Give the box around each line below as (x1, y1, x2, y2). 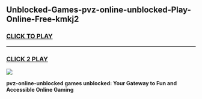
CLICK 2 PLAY (6, 55, 48, 63)
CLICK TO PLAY (6, 32, 53, 41)
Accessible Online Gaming (6, 86, 74, 93)
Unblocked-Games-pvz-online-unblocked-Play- (6, 5, 191, 15)
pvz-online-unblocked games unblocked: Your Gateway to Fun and (6, 79, 177, 86)
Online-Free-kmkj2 (6, 14, 79, 25)
